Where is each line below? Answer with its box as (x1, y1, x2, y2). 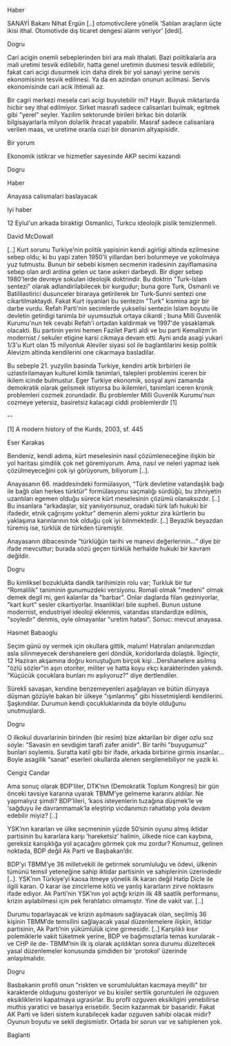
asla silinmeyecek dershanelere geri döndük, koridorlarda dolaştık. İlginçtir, (7, 649, 220, 658)
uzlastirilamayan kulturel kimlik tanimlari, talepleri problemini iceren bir (7, 369, 207, 377)
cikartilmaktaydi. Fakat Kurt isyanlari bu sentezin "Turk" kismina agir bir (7, 297, 210, 305)
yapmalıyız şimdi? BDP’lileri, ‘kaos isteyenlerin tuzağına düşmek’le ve (7, 797, 203, 805)
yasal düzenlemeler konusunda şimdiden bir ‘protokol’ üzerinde (7, 947, 188, 955)
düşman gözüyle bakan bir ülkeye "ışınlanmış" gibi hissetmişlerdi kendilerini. (7, 692, 224, 700)
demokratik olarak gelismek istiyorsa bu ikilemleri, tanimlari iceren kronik (7, 384, 214, 392)
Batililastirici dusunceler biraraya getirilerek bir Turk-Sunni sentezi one (7, 290, 207, 297)
